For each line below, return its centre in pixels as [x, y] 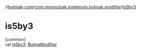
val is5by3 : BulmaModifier [31, 44]
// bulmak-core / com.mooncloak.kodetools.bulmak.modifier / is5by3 [70, 7]
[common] [15, 39]
